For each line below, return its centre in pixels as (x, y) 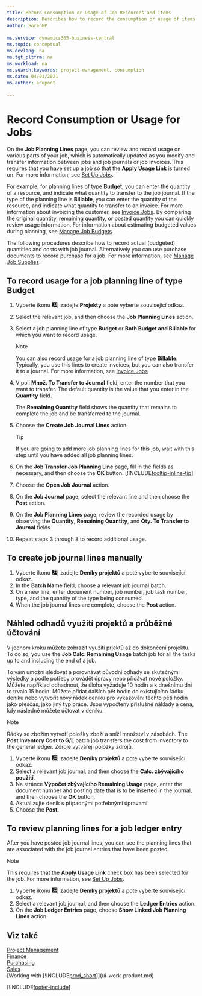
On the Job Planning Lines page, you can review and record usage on (94, 149)
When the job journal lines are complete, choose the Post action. (96, 604)
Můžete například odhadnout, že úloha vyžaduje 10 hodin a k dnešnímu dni (99, 685)
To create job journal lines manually (75, 558)
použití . (25, 777)
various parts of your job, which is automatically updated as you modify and (101, 156)
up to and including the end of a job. (52, 660)
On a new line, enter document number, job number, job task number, (101, 591)
